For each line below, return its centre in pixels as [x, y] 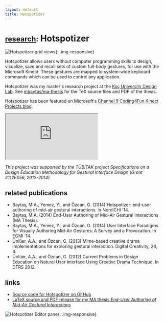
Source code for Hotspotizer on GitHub [52, 295]
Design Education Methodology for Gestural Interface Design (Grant [74, 172]
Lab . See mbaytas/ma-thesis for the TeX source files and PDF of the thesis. [81, 92]
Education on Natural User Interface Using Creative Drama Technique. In [85, 262]
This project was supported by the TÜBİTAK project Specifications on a [77, 167]
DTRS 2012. [24, 267]
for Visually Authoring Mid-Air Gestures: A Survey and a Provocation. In [84, 231]
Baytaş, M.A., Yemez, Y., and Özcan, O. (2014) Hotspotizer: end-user [82, 205]
